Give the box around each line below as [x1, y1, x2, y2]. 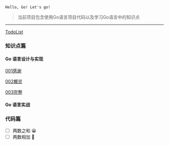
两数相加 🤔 [12, 134, 35, 140]
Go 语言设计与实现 [5, 56, 44, 62]
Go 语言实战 [5, 101, 30, 107]
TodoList [5, 29, 24, 35]
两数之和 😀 [12, 128, 37, 134]
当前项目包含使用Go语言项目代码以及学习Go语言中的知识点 [17, 14, 140, 20]
